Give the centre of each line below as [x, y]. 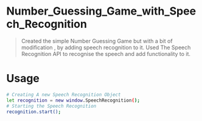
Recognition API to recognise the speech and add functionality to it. [106, 54]
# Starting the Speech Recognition [51, 106]
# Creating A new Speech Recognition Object [64, 95]
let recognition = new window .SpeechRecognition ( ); [73, 100]
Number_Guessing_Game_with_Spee [101, 11]
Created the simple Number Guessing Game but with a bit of [97, 41]
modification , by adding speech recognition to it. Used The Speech [106, 47]
